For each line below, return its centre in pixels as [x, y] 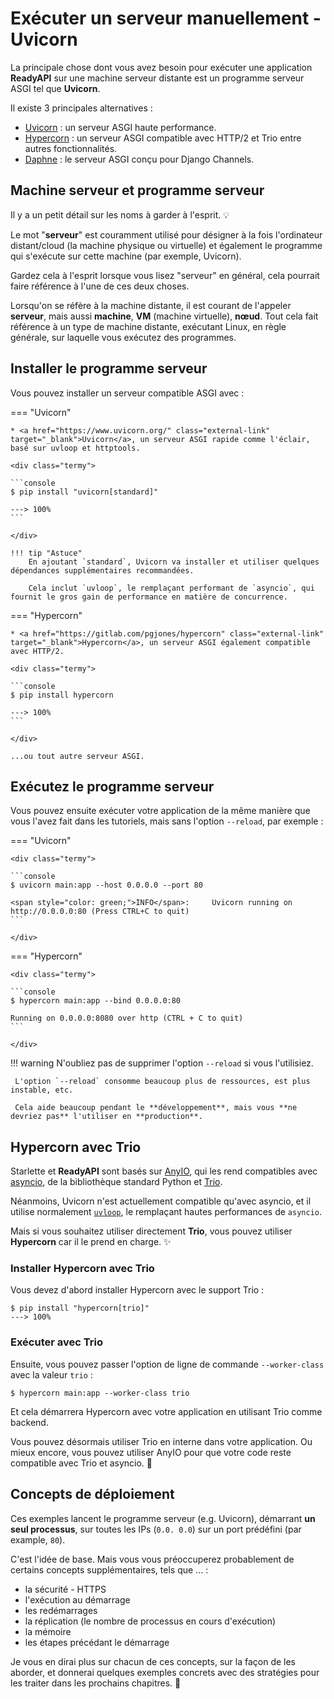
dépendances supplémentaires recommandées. [102, 570]
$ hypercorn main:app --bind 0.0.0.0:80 [96, 1001]
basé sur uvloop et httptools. [75, 448]
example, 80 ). [38, 1539]
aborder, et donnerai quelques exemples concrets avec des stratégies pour [165, 1672]
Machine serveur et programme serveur [137, 190]
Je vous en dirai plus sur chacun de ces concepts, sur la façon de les [153, 1661]
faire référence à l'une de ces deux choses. [100, 286]
